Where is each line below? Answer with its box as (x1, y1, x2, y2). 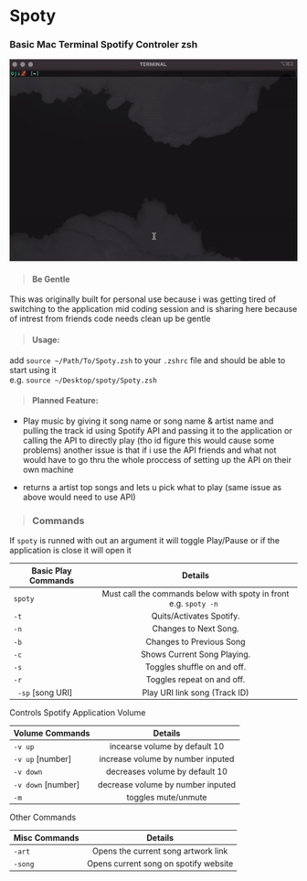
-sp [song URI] (17, 687, 73, 698)
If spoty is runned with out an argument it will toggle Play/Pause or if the (9, 535, 281, 546)
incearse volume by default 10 (109, 740, 225, 751)
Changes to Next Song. (152, 623, 239, 634)
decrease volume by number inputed (97, 779, 236, 790)
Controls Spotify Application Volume (9, 707, 146, 718)
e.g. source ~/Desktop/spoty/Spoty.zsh (9, 374, 157, 385)
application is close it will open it (9, 545, 132, 556)
